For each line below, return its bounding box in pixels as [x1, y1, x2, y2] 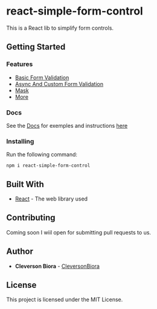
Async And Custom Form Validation [14, 80, 104, 87]
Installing [6, 137, 34, 145]
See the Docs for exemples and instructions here [6, 122, 128, 129]
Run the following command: [6, 151, 77, 158]
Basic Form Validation [14, 74, 69, 81]
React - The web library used [14, 195, 88, 202]
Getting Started [6, 42, 66, 52]
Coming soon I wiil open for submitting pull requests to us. [6, 228, 152, 236]
